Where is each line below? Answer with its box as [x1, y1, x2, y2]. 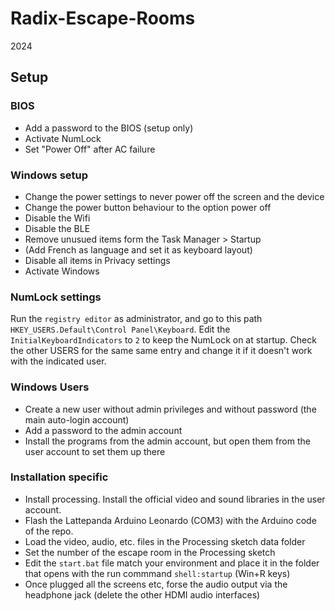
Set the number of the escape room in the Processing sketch [24, 546, 276, 558]
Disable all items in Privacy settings [24, 254, 171, 266]
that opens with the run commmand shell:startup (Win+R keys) [24, 567, 291, 579]
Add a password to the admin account [24, 424, 183, 436]
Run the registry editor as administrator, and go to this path [10, 313, 263, 325]
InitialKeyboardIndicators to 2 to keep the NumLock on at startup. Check [10, 334, 317, 346]
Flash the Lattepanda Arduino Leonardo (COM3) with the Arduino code [24, 514, 317, 526]
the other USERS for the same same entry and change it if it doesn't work [10, 345, 313, 357]
